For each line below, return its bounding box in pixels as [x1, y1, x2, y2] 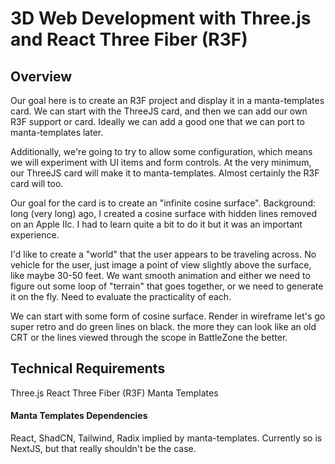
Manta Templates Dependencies [10, 410, 148, 422]
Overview [10, 68, 73, 85]
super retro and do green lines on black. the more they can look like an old [10, 321, 317, 332]
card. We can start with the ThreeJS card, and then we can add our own [10, 105, 308, 117]
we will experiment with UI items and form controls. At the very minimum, [10, 157, 312, 168]
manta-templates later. [10, 127, 104, 138]
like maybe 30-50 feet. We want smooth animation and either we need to [10, 270, 311, 281]
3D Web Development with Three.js [10, 7, 312, 30]
